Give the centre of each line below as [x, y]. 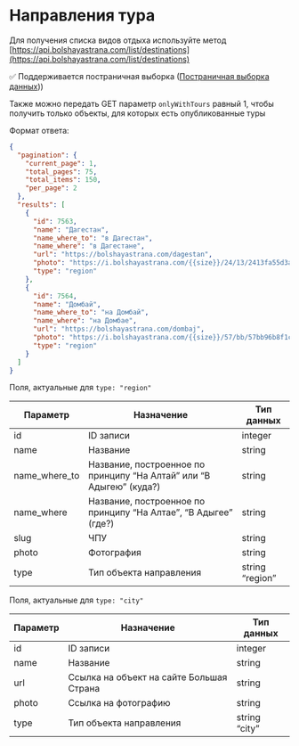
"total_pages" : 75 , [61, 172]
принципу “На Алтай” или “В [149, 476]
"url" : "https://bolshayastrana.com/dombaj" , [118, 329]
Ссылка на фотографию [119, 703]
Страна [84, 689]
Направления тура [82, 16]
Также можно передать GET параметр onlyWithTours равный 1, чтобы [141, 103]
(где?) [101, 524]
